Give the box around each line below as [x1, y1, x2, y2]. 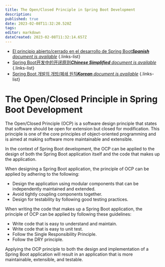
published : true [5, 16, 38, 21]
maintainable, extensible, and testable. [5, 256, 83, 262]
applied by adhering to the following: [5, 171, 80, 177]
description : [5, 12, 32, 17]
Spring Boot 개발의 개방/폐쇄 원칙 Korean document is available [12, 71, 139, 76]
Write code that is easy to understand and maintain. [12, 221, 117, 227]
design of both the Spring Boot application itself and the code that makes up [5, 151, 160, 157]
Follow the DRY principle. [12, 236, 64, 242]
